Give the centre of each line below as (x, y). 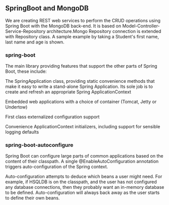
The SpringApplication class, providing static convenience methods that (80, 81)
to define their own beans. (33, 198)
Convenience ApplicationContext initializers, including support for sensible (83, 127)
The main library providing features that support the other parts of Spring (81, 66)
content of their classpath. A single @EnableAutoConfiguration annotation (82, 162)
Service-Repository (25, 31)
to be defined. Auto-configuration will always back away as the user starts (82, 193)
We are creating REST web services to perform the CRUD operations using (83, 20)
